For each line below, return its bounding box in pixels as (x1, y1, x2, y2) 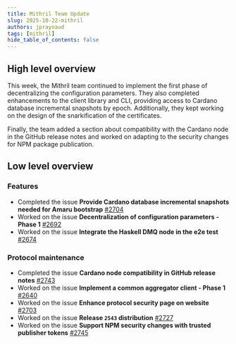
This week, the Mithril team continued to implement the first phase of (7, 81, 208, 90)
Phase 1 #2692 (17, 220, 62, 228)
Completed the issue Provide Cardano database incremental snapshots (17, 197, 230, 206)
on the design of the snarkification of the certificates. (7, 111, 162, 120)
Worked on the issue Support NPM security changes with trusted (17, 321, 211, 329)
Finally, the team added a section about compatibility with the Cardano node (7, 125, 229, 133)
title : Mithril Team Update (7, 10, 90, 18)
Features (7, 181, 39, 191)
